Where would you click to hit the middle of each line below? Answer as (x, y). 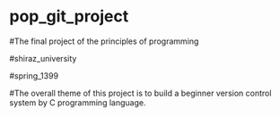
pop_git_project (69, 17)
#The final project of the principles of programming (104, 41)
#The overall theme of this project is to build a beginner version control (140, 93)
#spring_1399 (34, 75)
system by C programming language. (78, 102)
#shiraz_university (43, 58)
